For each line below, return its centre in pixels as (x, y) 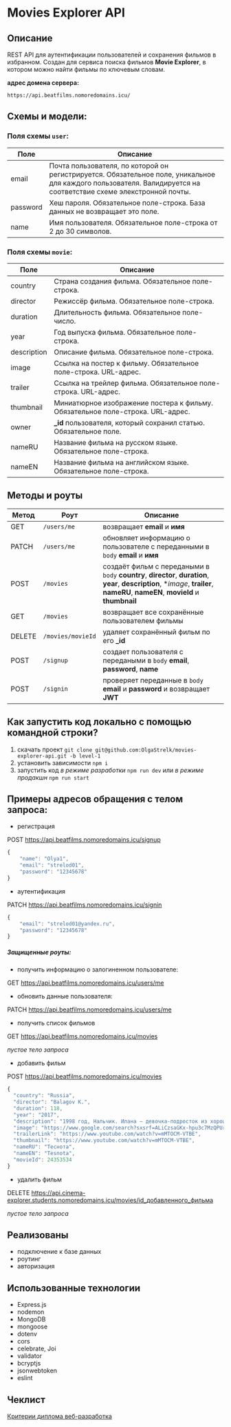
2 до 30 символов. (80, 231)
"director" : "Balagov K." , (52, 1102)
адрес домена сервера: (43, 83)
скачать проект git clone (55, 749)
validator (30, 1356)
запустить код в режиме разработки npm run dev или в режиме (110, 770)
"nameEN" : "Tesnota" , (44, 1154)
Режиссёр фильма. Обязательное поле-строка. (134, 301)
